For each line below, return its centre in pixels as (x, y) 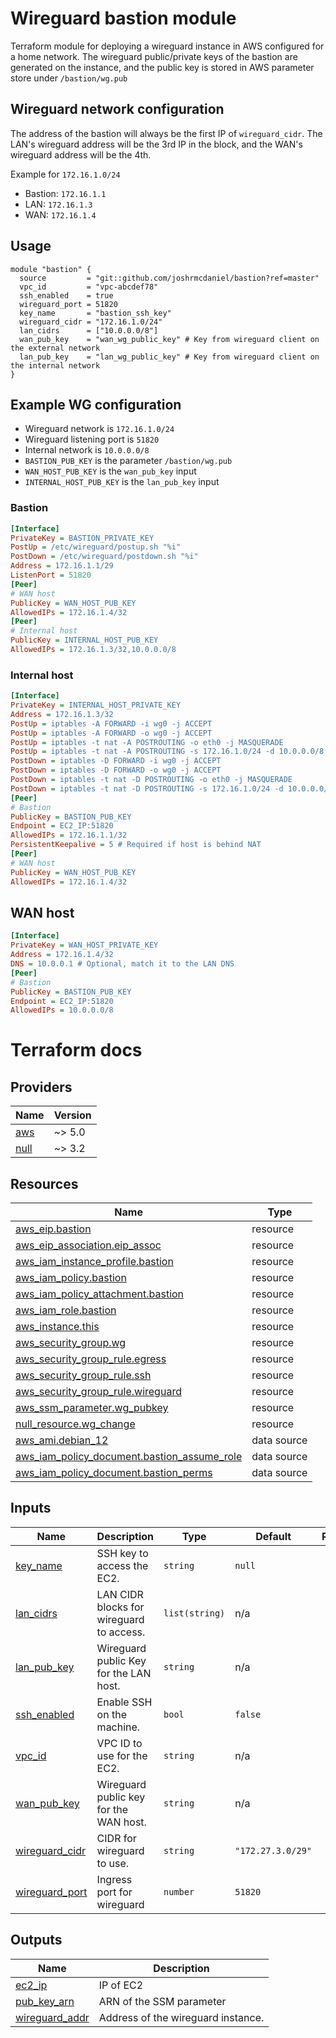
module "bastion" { (51, 269)
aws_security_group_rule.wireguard (98, 1392)
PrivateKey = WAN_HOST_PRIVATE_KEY (84, 945)
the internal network (55, 365)
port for (114, 1892)
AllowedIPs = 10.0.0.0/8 (62, 1010)
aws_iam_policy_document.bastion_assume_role (129, 1457)
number (179, 1891)
